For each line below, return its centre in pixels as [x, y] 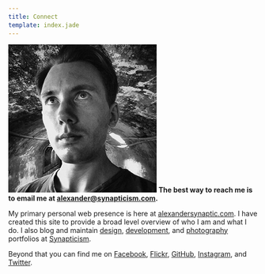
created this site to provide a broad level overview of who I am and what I [128, 222]
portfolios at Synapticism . [50, 238]
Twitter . [21, 262]
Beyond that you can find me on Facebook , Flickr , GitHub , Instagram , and [128, 253]
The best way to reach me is [205, 190]
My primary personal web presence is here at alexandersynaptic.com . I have [133, 213]
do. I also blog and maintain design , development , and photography [118, 230]
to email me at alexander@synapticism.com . [83, 198]
